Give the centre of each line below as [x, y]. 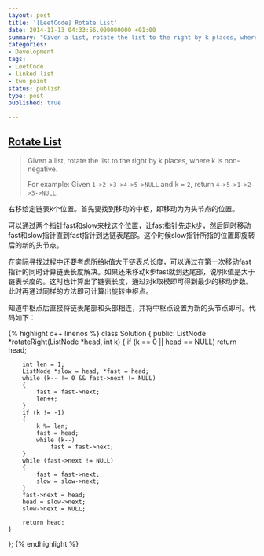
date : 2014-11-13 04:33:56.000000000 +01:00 [82, 30]
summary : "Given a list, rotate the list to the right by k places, [123, 37]
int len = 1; [44, 364]
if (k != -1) [44, 412]
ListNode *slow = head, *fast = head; [86, 371]
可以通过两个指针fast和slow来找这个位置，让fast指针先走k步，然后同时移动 [130, 225]
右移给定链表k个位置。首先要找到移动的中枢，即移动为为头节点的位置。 [124, 208]
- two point [27, 81]
